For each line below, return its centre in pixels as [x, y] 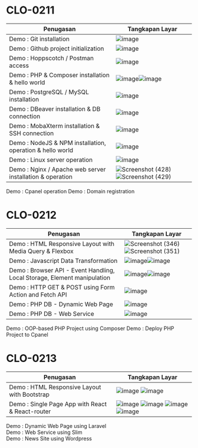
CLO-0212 [32, 215]
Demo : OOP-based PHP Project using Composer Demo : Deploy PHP [90, 328]
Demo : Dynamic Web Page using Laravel [56, 426]
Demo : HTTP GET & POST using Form [62, 287]
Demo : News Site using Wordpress [49, 438]
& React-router [30, 411]
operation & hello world [41, 150]
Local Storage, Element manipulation [60, 278]
